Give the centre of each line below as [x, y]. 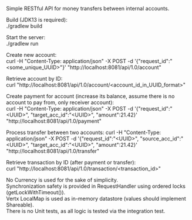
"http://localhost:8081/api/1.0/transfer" [53, 151]
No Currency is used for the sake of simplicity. [62, 180]
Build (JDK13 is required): [37, 20]
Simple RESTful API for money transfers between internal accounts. [88, 8]
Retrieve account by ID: [34, 79]
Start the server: [26, 37]
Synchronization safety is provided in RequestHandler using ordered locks [96, 186]
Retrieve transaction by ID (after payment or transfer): [71, 162]
